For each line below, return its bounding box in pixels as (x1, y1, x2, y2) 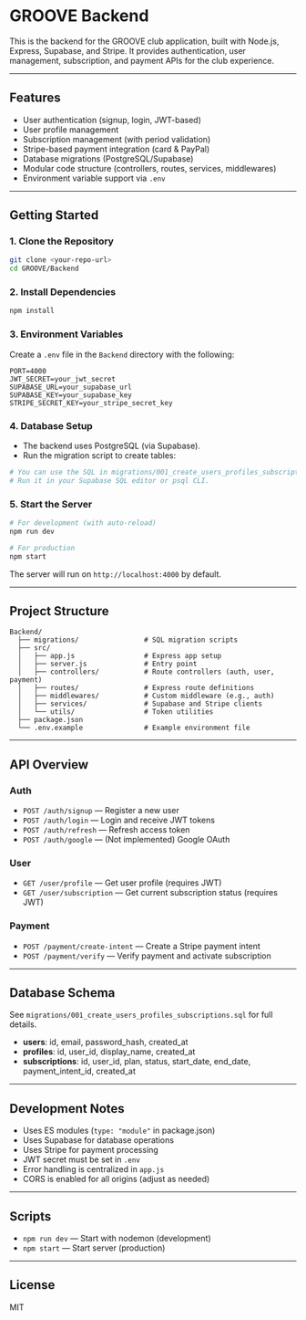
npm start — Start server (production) (22, 1242, 166, 1253)
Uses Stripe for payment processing (22, 1145, 159, 1156)
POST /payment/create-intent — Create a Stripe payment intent (22, 940, 261, 951)
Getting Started (9, 207, 99, 224)
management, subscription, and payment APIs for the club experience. (9, 55, 275, 66)
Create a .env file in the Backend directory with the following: (9, 349, 235, 360)
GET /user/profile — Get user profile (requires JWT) (22, 877, 222, 888)
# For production (9, 543, 76, 552)
